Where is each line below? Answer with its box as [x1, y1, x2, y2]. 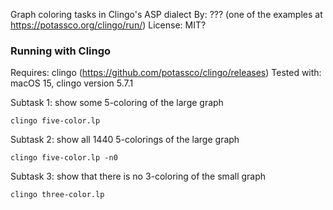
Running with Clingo [10, 44, 112, 58]
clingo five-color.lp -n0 [10, 153, 118, 163]
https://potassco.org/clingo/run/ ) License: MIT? [10, 19, 207, 31]
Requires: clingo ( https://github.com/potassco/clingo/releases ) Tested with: [10, 67, 322, 79]
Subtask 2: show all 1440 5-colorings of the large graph [10, 134, 240, 146]
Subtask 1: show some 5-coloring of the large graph [10, 97, 224, 109]
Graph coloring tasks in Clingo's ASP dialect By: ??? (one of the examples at [10, 9, 323, 20]
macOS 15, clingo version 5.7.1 [10, 77, 134, 89]
